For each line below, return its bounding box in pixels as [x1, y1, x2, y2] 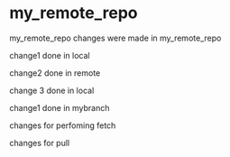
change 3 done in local [9, 85, 95, 96]
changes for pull [9, 137, 70, 148]
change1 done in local [9, 50, 90, 60]
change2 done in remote [9, 67, 101, 78]
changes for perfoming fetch [9, 120, 116, 131]
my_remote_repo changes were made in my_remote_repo [9, 32, 222, 43]
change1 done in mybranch [9, 102, 110, 113]
